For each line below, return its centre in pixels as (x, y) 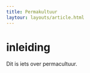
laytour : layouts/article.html (45, 17)
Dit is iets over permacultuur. (42, 64)
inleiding (28, 47)
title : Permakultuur (32, 12)
